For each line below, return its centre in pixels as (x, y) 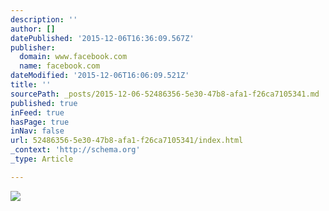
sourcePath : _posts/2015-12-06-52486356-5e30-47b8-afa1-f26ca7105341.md (165, 94)
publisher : (33, 47)
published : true (44, 103)
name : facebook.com (60, 66)
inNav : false (37, 131)
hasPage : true (40, 122)
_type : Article (42, 159)
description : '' (44, 19)
